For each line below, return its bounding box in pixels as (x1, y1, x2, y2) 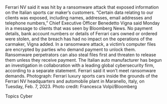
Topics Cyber (5, 93, 33, 99)
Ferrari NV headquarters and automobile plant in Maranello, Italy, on (5, 78, 145, 84)
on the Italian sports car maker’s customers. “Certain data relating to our (5, 9, 154, 15)
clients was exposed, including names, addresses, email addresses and (5, 15, 152, 20)
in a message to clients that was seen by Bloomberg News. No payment (5, 25, 153, 31)
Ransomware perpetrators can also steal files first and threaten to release (5, 52, 156, 58)
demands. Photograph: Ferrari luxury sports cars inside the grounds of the (5, 73, 158, 79)
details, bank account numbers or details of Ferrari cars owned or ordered (5, 31, 158, 36)
